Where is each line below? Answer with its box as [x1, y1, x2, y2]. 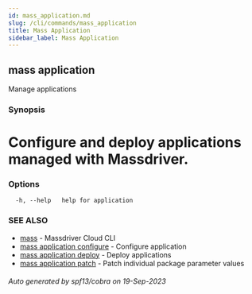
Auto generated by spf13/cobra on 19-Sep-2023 [8, 277, 167, 286]
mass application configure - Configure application [19, 242, 187, 251]
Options [8, 179, 40, 190]
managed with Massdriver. [8, 150, 189, 168]
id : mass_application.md [8, 11, 91, 20]
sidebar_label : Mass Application [8, 33, 119, 42]
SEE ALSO [8, 215, 48, 226]
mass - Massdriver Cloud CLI [19, 233, 116, 242]
